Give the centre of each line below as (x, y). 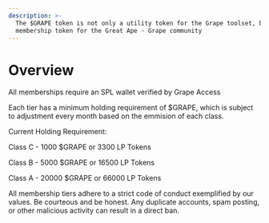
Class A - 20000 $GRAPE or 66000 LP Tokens (85, 178)
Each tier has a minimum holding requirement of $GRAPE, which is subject (131, 108)
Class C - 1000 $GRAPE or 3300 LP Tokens (80, 147)
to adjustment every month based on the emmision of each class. (116, 116)
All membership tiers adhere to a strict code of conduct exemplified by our (131, 193)
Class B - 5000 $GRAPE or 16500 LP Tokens (82, 163)
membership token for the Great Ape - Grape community (109, 30)
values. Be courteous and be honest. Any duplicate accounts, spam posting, (134, 202)
